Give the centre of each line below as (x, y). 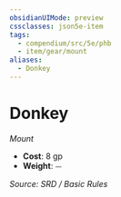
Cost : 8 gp (43, 156)
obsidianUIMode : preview (56, 18)
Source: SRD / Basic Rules (59, 183)
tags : (20, 34)
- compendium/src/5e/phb (65, 43)
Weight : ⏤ (42, 165)
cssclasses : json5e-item (56, 26)
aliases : (26, 60)
